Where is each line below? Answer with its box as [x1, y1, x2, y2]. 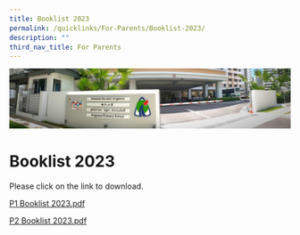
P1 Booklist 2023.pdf [9, 198, 86, 208]
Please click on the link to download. [9, 181, 145, 191]
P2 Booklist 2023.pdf [9, 215, 87, 226]
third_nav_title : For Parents [9, 43, 122, 52]
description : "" [9, 33, 70, 42]
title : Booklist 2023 [9, 14, 90, 23]
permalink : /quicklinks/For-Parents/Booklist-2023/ [9, 23, 205, 33]
